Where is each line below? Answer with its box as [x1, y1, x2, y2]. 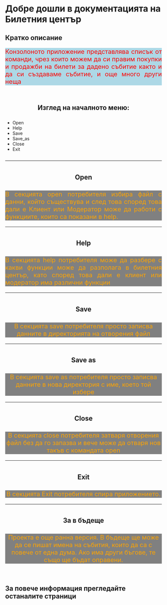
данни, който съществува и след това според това [5, 198, 162, 206]
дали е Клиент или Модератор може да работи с [5, 205, 162, 213]
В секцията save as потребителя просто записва [9, 373, 158, 381]
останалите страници [5, 592, 77, 601]
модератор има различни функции [5, 279, 111, 287]
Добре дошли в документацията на [5, 3, 161, 14]
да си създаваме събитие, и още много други [5, 70, 162, 78]
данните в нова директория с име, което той [15, 380, 152, 388]
